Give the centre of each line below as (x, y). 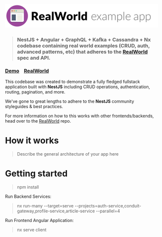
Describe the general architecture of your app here (68, 154)
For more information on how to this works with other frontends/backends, (80, 116)
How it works (32, 140)
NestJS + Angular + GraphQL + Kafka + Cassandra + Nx (84, 40)
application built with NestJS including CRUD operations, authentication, (78, 87)
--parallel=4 (108, 211)
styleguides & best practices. (34, 106)
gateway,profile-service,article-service (56, 211)
